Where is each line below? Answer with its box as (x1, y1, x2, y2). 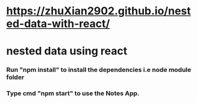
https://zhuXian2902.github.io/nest (6, 4, 191, 18)
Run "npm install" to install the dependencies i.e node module (6, 66, 192, 74)
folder (6, 73, 25, 81)
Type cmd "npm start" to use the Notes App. (6, 89, 140, 98)
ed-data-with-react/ (6, 17, 110, 31)
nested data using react (6, 44, 128, 58)
